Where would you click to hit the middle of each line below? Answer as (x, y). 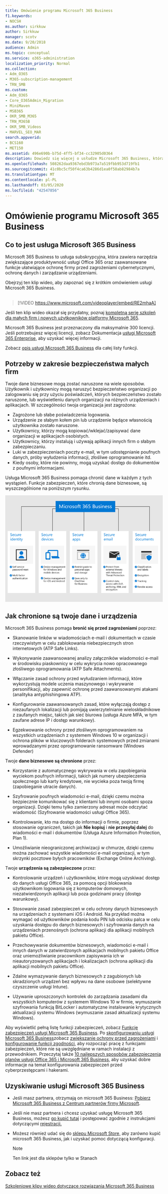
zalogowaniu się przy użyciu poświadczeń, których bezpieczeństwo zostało (83, 394)
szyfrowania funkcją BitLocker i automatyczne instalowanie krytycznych (87, 1007)
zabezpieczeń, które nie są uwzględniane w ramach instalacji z (70, 1049)
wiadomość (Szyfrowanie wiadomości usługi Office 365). (71, 813)
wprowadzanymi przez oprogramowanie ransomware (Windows (78, 746)
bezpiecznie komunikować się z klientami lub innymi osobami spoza (82, 802)
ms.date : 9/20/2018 (25, 43)
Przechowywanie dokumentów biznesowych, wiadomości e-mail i (80, 945)
